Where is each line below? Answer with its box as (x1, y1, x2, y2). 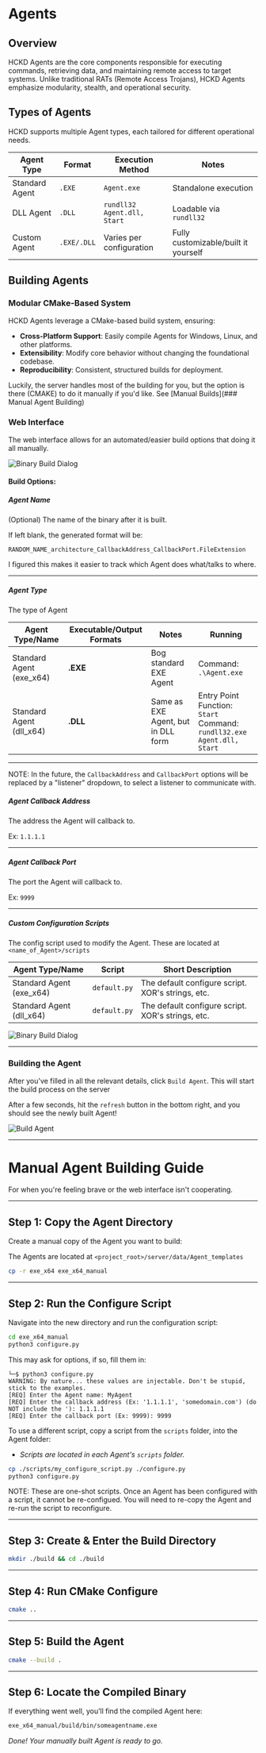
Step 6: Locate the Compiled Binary (8, 1685, 187, 1699)
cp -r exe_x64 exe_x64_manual (8, 1267, 108, 1275)
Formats (89, 634, 122, 645)
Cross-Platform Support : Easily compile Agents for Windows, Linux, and (19, 331, 258, 341)
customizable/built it (172, 237, 248, 248)
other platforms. (19, 339, 73, 349)
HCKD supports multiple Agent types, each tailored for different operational (8, 126, 255, 136)
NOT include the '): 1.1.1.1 (8, 1404, 104, 1413)
